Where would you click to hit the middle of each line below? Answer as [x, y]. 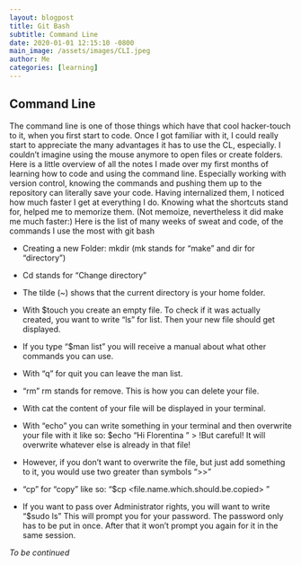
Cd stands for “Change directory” [84, 275]
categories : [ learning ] [54, 68]
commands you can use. [68, 356]
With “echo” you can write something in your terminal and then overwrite [157, 425]
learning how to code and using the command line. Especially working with [148, 173]
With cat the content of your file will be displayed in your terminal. [144, 408]
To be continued [40, 552]
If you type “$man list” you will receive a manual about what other [144, 346]
